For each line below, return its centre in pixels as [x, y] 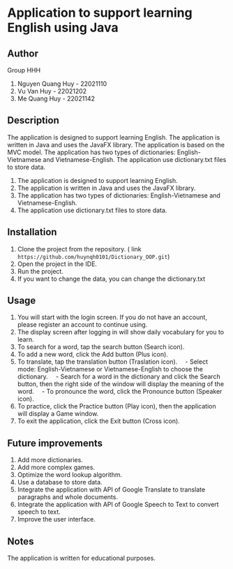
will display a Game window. [58, 414]
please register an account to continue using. [82, 325]
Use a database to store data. [60, 482]
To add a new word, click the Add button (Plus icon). [93, 355]
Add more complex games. [56, 467]
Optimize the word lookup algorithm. [70, 475]
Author [23, 53]
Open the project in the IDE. [57, 264]
